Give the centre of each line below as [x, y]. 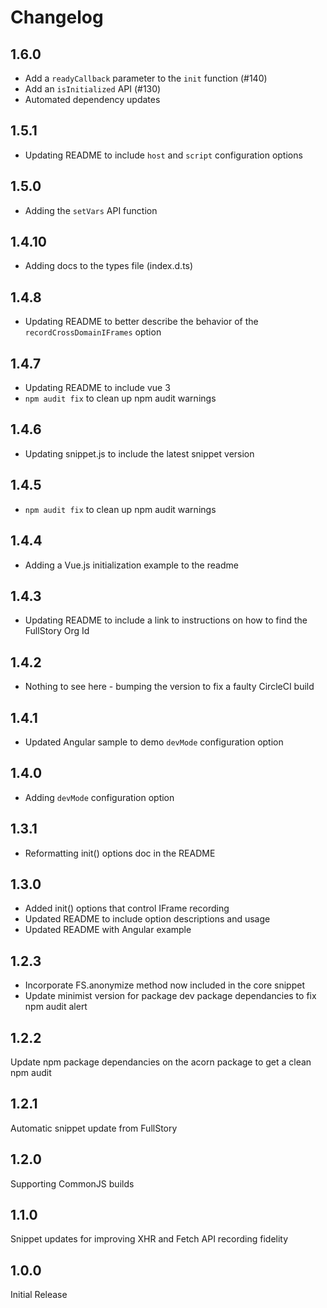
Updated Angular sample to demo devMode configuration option [154, 742]
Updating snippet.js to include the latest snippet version [139, 453]
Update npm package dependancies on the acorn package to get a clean [161, 1062]
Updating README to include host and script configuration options [163, 155]
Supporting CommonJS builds [72, 1183]
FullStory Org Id [57, 631]
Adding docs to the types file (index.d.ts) [109, 266]
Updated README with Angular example [108, 930]
